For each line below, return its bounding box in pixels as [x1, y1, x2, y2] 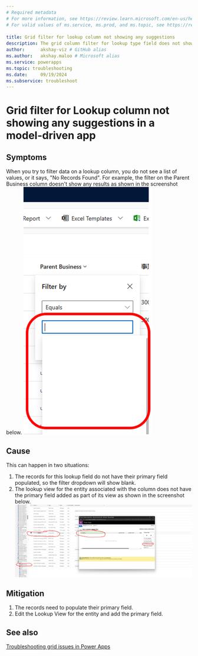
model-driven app [6, 129, 96, 143]
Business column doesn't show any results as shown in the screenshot [6, 180, 178, 188]
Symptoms [6, 152, 47, 162]
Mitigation [6, 588, 45, 598]
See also [6, 627, 38, 637]
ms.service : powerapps [6, 59, 62, 65]
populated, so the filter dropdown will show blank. [14, 479, 137, 486]
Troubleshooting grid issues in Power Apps [6, 643, 111, 650]
